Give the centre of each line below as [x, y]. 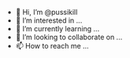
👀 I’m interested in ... [49, 20]
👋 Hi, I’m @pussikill [46, 12]
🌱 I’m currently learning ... [58, 29]
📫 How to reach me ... [52, 46]
